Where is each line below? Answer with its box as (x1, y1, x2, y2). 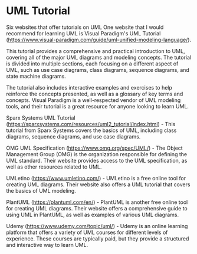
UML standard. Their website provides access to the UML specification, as (6, 157, 188, 164)
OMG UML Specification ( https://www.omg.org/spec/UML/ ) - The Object (6, 144, 183, 151)
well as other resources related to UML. (6, 163, 102, 170)
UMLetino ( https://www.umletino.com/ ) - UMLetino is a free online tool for (6, 174, 186, 182)
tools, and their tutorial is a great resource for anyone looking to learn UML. (6, 103, 189, 110)
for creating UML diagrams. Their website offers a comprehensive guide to (6, 204, 188, 212)
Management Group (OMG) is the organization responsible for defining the (6, 150, 188, 157)
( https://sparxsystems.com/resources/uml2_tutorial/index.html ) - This (6, 120, 176, 127)
